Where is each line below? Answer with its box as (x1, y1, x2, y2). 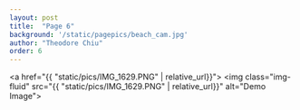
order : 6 (9, 47, 43, 56)
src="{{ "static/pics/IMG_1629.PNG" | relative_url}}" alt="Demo (31, 81, 266, 92)
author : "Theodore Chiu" (9, 38, 103, 48)
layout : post (9, 13, 59, 23)
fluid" (9, 81, 30, 92)
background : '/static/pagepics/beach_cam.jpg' (9, 30, 189, 39)
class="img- (245, 71, 292, 82)
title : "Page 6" (9, 22, 75, 31)
